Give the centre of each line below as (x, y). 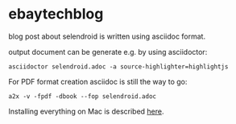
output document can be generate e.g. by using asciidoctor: (108, 52)
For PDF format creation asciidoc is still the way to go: (98, 81)
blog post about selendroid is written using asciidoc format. (107, 36)
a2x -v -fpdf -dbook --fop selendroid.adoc (83, 96)
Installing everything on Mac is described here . (86, 111)
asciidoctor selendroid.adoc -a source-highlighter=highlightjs (118, 66)
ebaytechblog (56, 14)
